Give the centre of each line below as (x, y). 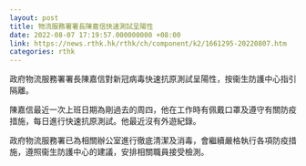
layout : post (34, 18)
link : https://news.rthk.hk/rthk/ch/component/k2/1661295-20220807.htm (148, 43)
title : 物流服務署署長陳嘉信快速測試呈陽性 (82, 26)
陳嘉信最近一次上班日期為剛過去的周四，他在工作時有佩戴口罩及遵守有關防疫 (153, 109)
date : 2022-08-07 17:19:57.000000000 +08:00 (95, 35)
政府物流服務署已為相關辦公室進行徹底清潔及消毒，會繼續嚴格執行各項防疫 (149, 140)
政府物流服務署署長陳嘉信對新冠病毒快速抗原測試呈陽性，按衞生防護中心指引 (153, 79)
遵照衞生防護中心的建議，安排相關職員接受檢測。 (117, 152)
